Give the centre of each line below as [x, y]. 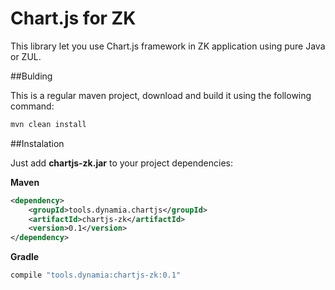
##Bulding [31, 76]
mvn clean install [48, 124]
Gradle [25, 257]
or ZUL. [26, 56]
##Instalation [37, 143]
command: [32, 106]
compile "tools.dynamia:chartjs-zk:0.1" [96, 275]
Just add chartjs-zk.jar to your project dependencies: [122, 163]
